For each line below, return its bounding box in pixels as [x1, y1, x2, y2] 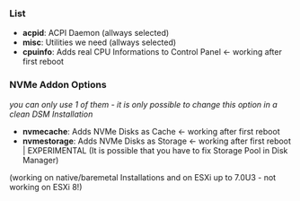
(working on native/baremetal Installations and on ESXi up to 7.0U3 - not [9, 171, 277, 182]
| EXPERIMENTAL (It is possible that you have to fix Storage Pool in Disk [22, 144, 288, 155]
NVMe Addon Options [9, 79, 107, 92]
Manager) [22, 154, 59, 165]
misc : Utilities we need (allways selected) [22, 37, 177, 48]
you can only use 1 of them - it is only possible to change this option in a [9, 99, 278, 109]
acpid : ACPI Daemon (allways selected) [22, 28, 170, 39]
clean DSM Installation [9, 109, 93, 119]
